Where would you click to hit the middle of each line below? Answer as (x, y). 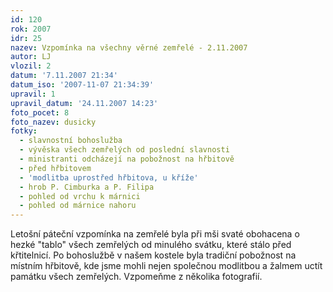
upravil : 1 (33, 94)
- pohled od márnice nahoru (78, 206)
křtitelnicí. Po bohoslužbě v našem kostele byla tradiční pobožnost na (153, 255)
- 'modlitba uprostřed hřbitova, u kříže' (109, 177)
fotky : (24, 131)
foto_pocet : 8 (40, 112)
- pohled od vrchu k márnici (80, 196)
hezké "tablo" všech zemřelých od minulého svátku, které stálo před (151, 245)
